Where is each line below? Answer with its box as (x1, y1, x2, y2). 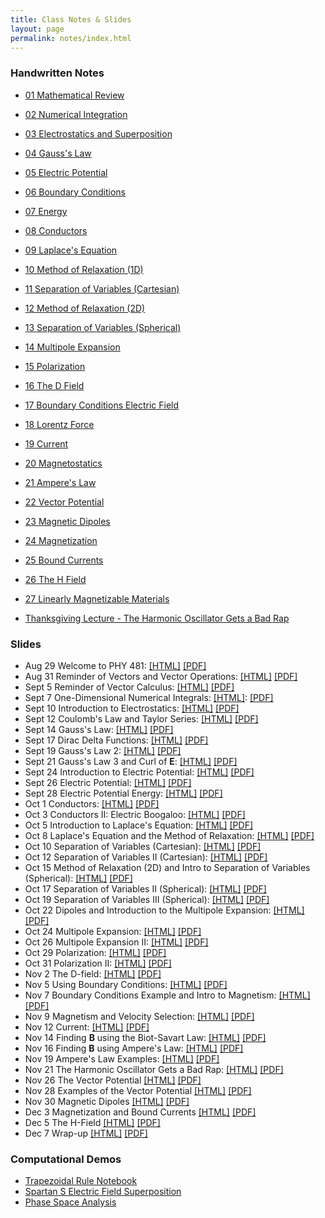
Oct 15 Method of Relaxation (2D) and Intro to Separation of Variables (24, 861, 311, 873)
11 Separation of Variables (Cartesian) (24, 282, 180, 295)
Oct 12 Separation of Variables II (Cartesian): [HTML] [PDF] (24, 851, 268, 863)
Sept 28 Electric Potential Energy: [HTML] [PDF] (24, 787, 223, 799)
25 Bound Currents (24, 554, 104, 566)
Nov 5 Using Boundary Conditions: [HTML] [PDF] (24, 978, 228, 990)
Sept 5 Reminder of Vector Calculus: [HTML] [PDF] (24, 681, 235, 693)
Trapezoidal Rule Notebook (24, 1175, 138, 1187)
